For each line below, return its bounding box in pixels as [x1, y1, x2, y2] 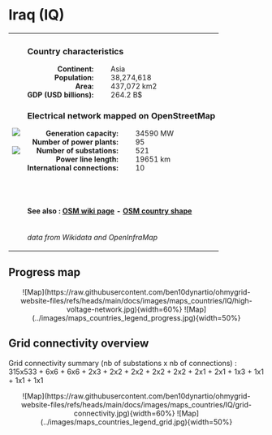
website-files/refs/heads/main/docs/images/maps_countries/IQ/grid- [21, 399, 252, 409]
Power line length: [55, 154, 119, 164]
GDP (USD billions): [27, 89, 94, 99]
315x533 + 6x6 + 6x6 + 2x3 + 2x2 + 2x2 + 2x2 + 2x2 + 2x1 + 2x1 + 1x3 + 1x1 [8, 367, 264, 377]
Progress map [8, 265, 81, 279]
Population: [54, 72, 94, 82]
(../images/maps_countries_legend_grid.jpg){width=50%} [40, 416, 233, 427]
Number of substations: [36, 146, 119, 156]
